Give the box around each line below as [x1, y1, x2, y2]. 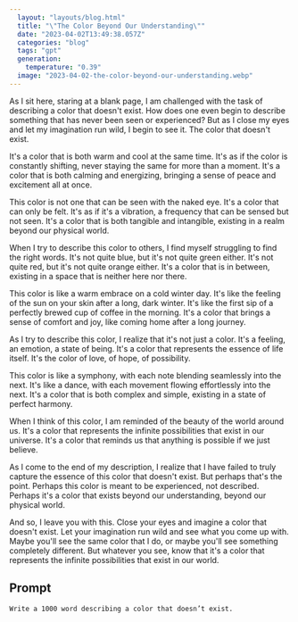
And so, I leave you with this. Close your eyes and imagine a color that [9, 517, 268, 527]
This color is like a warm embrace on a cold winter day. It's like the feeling [9, 287, 281, 299]
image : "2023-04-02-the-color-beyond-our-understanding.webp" [17, 71, 253, 80]
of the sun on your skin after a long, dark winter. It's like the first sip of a [9, 297, 274, 308]
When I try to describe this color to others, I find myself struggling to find [9, 242, 277, 253]
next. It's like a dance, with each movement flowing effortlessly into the [9, 379, 271, 390]
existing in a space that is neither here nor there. [9, 270, 187, 281]
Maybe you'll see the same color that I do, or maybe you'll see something [9, 535, 278, 546]
